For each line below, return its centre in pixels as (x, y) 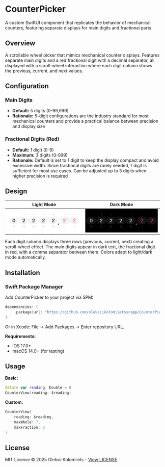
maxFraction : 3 (29, 427)
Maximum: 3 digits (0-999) (40, 155)
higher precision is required (40, 176)
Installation (23, 272)
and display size (28, 127)
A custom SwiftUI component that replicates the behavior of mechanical (78, 23)
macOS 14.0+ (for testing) (38, 351)
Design (16, 192)
